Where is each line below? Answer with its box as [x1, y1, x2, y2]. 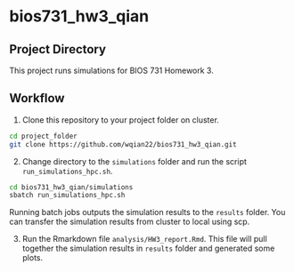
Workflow [9, 91, 65, 106]
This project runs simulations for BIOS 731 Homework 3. [9, 65, 214, 76]
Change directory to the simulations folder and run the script [21, 156, 248, 166]
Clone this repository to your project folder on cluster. [21, 114, 220, 125]
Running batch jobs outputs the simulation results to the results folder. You [9, 207, 286, 218]
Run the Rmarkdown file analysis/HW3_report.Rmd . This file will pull [21, 234, 267, 244]
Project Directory [9, 42, 107, 57]
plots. [21, 252, 44, 263]
